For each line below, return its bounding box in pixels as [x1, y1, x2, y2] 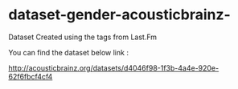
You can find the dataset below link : [8, 47, 129, 57]
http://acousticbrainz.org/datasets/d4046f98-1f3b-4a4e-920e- [8, 63, 220, 73]
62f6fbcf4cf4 [8, 71, 53, 81]
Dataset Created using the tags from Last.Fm [8, 32, 158, 42]
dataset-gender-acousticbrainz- [8, 6, 231, 24]
